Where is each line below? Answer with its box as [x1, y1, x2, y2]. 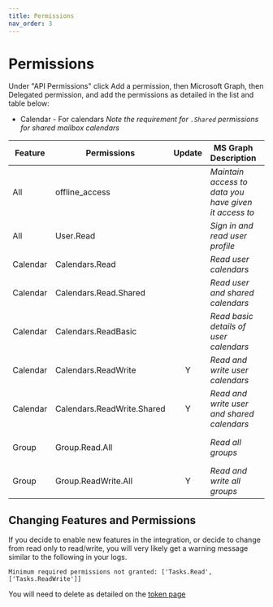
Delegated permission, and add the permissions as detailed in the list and [8, 90, 254, 100]
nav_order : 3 [8, 20, 53, 28]
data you [210, 186, 245, 198]
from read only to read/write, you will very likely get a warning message [8, 544, 249, 553]
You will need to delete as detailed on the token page [8, 589, 186, 599]
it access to [210, 207, 254, 218]
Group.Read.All [55, 442, 113, 453]
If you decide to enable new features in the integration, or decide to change [8, 535, 262, 545]
